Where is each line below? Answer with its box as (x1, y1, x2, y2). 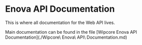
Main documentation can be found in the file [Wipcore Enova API (5, 29, 138, 35)
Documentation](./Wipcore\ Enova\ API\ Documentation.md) (5, 34, 128, 40)
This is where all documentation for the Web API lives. (5, 20, 115, 25)
